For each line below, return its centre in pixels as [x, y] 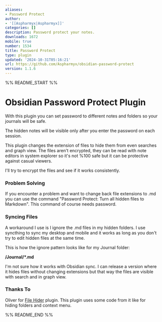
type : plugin [18, 55]
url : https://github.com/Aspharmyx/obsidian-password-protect [70, 64]
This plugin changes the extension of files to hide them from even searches [81, 145]
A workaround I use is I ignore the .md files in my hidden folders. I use [75, 228]
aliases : [14, 10]
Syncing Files [21, 217]
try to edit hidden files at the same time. [45, 238]
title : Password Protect [30, 50]
